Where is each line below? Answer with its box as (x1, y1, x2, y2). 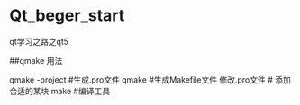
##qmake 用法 (9, 55, 63, 66)
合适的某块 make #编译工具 (9, 85, 111, 96)
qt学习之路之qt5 (9, 36, 69, 47)
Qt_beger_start (9, 5, 125, 26)
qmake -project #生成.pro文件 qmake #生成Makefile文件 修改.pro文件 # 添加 (9, 74, 291, 85)
